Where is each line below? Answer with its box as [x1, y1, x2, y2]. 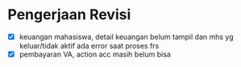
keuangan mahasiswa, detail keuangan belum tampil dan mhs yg [19, 32, 235, 41]
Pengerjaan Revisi [7, 6, 131, 24]
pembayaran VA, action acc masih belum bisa [19, 49, 171, 59]
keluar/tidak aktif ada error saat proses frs [19, 41, 160, 50]
